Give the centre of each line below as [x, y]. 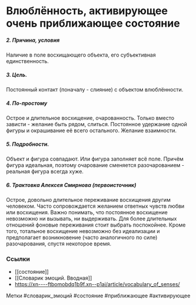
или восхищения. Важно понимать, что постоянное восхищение [87, 212]
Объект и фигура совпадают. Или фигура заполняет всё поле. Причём [95, 159]
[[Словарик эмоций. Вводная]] [53, 278]
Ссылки [18, 259]
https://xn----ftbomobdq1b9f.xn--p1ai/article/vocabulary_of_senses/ [97, 284]
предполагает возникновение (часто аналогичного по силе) [82, 238]
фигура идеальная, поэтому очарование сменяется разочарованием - [95, 165]
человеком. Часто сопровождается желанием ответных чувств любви [95, 206]
